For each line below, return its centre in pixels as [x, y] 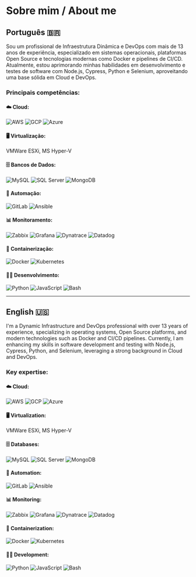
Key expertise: [27, 372]
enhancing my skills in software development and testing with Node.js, [91, 345]
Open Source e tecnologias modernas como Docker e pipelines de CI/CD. [94, 59]
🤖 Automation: [24, 473]
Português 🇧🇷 [33, 32]
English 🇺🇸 [28, 312]
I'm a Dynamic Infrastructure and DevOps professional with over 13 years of [97, 326]
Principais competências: [43, 92]
